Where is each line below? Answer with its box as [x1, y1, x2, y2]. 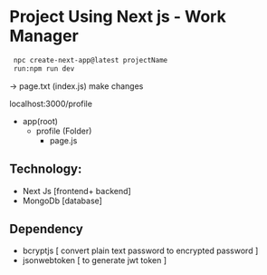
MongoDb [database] [22, 195, 102, 206]
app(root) [22, 115, 59, 126]
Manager [9, 25, 79, 46]
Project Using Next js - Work [9, 6, 226, 27]
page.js [49, 134, 78, 146]
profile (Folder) [35, 125, 92, 136]
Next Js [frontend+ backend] [22, 185, 131, 196]
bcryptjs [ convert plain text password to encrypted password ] [22, 245, 259, 256]
